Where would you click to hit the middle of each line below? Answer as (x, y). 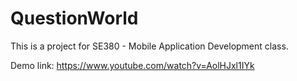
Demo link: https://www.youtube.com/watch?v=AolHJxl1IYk (132, 65)
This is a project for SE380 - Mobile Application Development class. (149, 46)
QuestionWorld (74, 18)
